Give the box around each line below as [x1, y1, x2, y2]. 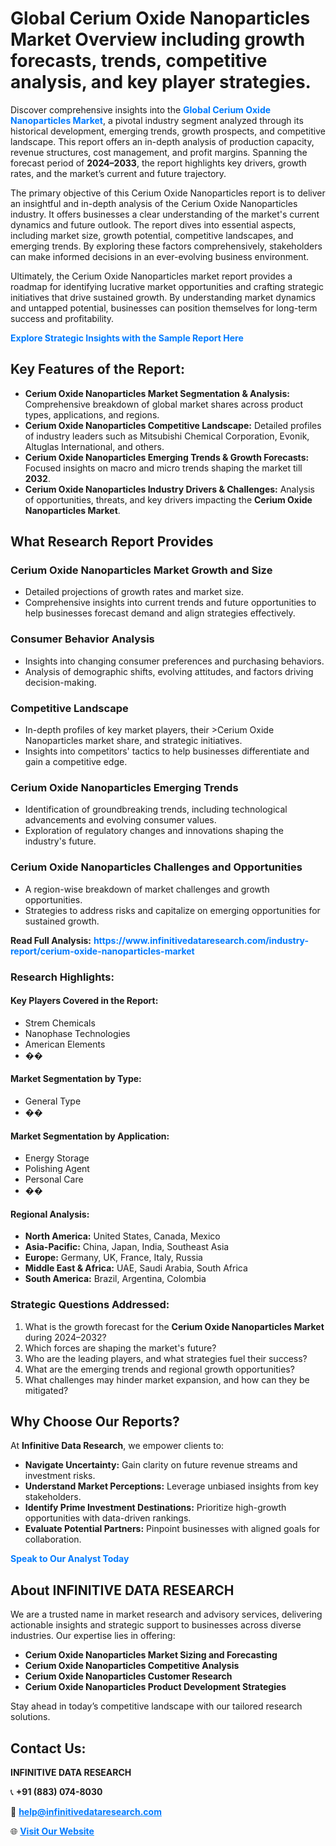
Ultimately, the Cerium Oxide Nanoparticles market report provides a [10, 270, 293, 282]
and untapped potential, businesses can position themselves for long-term [10, 302, 318, 314]
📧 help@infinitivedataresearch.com [10, 1806, 162, 1818]
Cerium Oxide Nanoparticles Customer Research [24, 1670, 233, 1682]
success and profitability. [10, 312, 115, 324]
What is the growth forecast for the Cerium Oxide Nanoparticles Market [24, 1320, 325, 1332]
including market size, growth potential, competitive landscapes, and [10, 229, 294, 241]
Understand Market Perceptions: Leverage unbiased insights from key [24, 1480, 319, 1492]
